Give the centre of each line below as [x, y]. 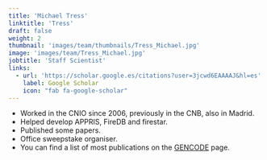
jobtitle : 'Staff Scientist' [57, 61]
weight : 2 [25, 38]
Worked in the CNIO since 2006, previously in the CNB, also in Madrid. [137, 113]
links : [19, 68]
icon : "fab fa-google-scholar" [75, 90]
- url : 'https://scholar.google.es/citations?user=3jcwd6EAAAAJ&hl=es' [139, 76]
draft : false [30, 31]
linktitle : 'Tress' [41, 23]
